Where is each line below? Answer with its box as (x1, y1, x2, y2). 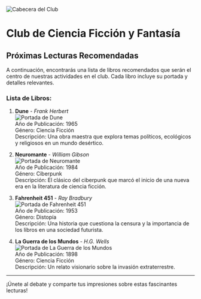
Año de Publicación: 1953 (14, 207, 78, 215)
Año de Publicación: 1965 (14, 120, 78, 128)
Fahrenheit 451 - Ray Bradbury (14, 195, 93, 202)
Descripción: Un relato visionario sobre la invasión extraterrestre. (14, 264, 175, 271)
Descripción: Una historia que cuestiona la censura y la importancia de (14, 220, 190, 227)
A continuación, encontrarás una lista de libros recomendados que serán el (6, 67, 191, 73)
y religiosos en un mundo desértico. (14, 140, 103, 147)
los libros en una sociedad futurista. (14, 226, 103, 234)
